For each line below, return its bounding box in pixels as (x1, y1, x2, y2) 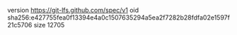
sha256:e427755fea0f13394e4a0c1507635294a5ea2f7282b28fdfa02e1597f (7, 13, 230, 22)
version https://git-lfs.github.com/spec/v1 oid (7, 6, 139, 14)
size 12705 (33, 21, 65, 29)
